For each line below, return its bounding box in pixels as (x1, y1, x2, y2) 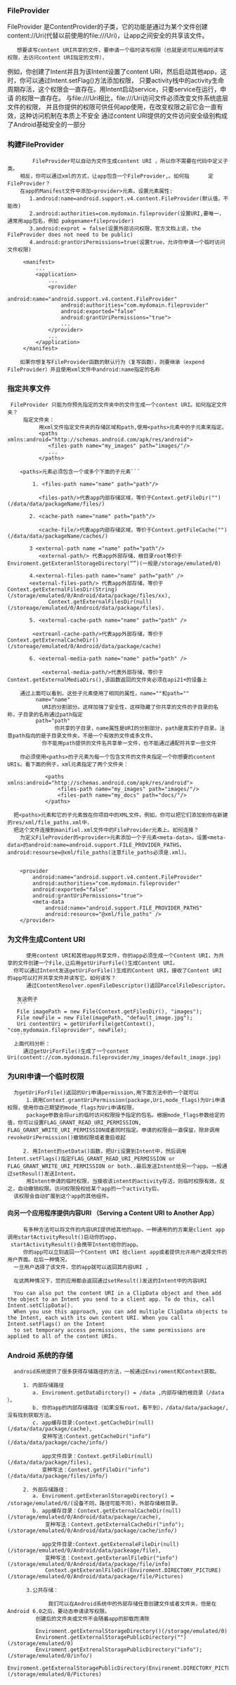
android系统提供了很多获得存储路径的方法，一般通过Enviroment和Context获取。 (13, 1368, 220, 1375)
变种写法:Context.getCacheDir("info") (41, 1433, 151, 1440)
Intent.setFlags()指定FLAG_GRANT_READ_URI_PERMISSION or (7, 1156, 176, 1163)
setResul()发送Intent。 (12, 1170, 79, 1177)
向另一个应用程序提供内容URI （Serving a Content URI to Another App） (7, 1208, 218, 1218)
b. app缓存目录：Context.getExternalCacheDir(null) (32, 1507, 181, 1514)
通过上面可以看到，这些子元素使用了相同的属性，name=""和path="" (20, 690, 190, 697)
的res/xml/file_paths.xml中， (7, 819, 93, 826)
